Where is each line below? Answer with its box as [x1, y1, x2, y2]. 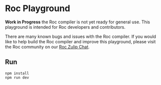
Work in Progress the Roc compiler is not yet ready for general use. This [5, 19, 150, 25]
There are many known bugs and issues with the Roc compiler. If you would [5, 34, 156, 39]
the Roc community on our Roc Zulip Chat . [5, 44, 90, 50]
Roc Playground [5, 3, 70, 14]
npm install [5, 71, 29, 76]
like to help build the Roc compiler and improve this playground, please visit [5, 38, 156, 44]
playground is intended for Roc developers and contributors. [5, 24, 126, 30]
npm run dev [5, 75, 29, 80]
